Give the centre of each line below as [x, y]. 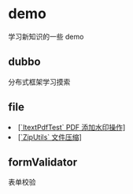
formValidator [42, 162]
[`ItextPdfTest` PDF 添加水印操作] [72, 127]
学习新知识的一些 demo [46, 36]
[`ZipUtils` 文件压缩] [50, 137]
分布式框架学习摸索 [39, 82]
